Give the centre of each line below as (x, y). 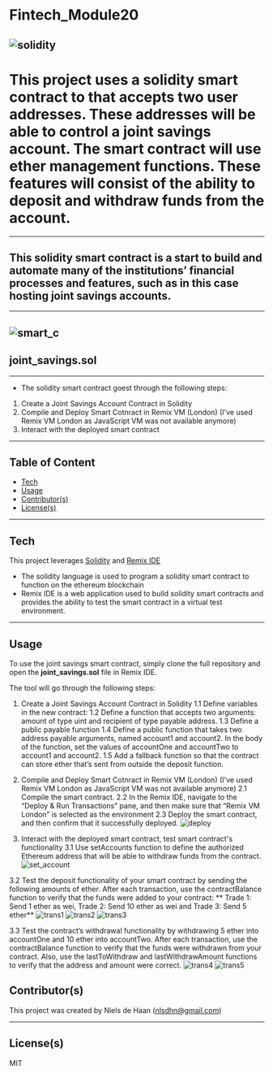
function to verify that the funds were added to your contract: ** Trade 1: (130, 897)
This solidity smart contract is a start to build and (136, 258)
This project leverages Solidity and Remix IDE (85, 561)
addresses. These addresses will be (132, 114)
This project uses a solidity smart (124, 80)
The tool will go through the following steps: (83, 687)
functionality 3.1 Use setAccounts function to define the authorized (132, 847)
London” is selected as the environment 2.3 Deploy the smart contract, (139, 814)
